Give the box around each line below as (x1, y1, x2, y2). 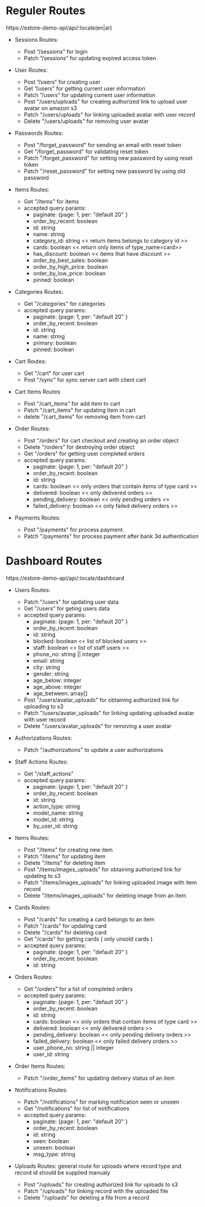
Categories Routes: (14, 288, 64, 295)
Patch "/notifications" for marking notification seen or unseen (23, 1098, 180, 1106)
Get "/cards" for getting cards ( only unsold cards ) (23, 935, 153, 943)
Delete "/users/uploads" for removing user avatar (23, 117, 149, 125)
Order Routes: (14, 425, 50, 432)
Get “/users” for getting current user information (23, 84, 145, 92)
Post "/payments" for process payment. (23, 526, 125, 533)
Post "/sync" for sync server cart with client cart (23, 376, 147, 383)
